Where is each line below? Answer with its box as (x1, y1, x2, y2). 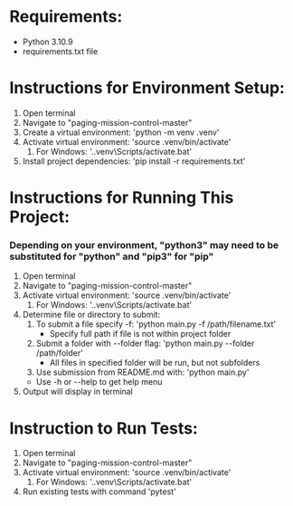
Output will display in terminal (22, 387, 133, 397)
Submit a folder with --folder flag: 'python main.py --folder (35, 338, 255, 349)
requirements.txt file (22, 45, 99, 56)
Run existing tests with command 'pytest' (22, 486, 176, 497)
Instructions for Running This (9, 187, 234, 208)
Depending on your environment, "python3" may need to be (9, 238, 279, 251)
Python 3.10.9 (22, 36, 74, 47)
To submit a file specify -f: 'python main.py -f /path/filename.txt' (35, 319, 277, 329)
